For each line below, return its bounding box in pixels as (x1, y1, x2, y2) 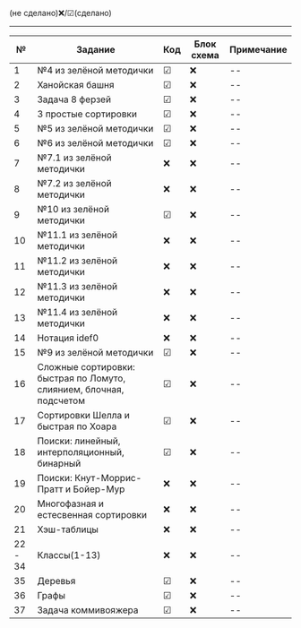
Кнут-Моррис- (74, 472, 142, 484)
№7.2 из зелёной (37, 177, 112, 189)
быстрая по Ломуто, (37, 372, 126, 384)
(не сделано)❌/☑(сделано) (9, 8, 112, 18)
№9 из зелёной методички (37, 347, 154, 358)
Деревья (37, 575, 76, 587)
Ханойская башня (37, 79, 115, 90)
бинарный (37, 457, 82, 469)
